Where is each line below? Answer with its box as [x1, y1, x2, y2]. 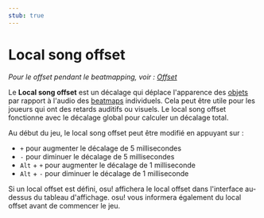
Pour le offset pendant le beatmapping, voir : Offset [8, 72, 177, 82]
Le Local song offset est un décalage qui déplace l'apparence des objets [8, 87, 249, 97]
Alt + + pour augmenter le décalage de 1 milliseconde [19, 160, 196, 170]
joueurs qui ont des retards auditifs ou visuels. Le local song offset [8, 104, 227, 113]
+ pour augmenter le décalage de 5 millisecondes [19, 143, 181, 153]
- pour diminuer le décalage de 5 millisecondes [19, 151, 175, 161]
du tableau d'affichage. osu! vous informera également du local [33, 192, 242, 202]
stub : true [8, 11, 45, 20]
